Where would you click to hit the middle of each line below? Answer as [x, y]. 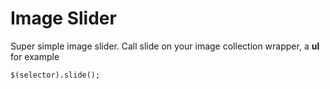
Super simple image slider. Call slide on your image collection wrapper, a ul [165, 46]
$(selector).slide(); [55, 75]
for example [35, 56]
